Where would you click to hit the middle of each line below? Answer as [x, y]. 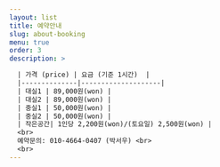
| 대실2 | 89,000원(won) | [65, 99]
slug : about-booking [48, 34]
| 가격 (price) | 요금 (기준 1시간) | [84, 75]
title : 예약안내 [36, 26]
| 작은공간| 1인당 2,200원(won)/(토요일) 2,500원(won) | [114, 124]
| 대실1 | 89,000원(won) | [65, 91]
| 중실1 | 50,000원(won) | [65, 107]
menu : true [29, 42]
